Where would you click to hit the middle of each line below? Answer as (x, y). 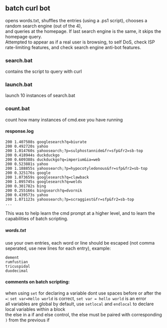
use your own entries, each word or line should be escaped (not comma (80, 243)
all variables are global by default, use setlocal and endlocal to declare (79, 304)
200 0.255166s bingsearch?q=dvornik (44, 191)
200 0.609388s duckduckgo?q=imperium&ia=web (53, 159)
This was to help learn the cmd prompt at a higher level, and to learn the (80, 213)
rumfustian (17, 262)
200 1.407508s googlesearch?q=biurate (46, 142)
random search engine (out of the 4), (44, 26)
